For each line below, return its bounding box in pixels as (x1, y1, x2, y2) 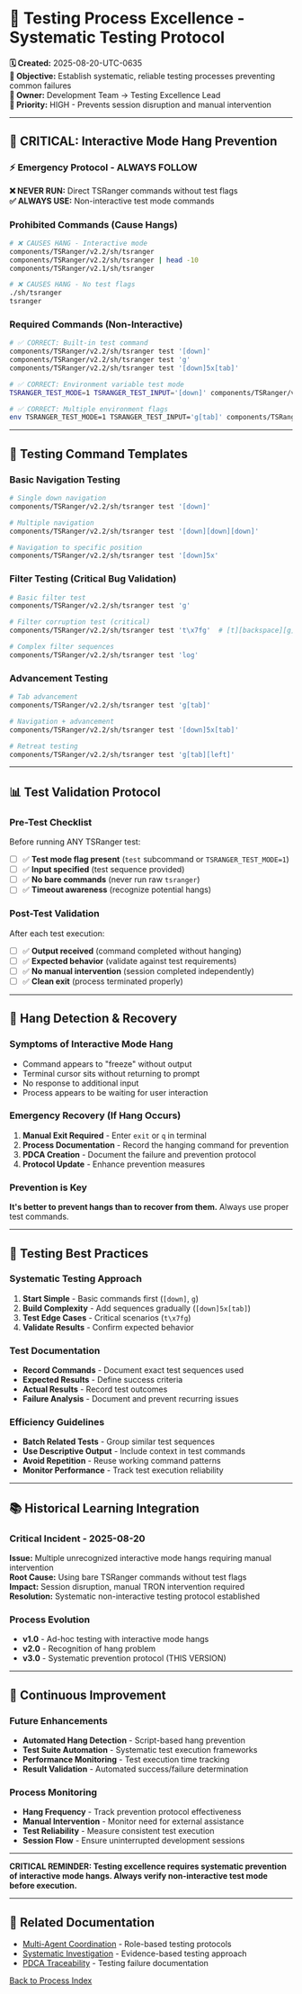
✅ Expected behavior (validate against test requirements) (22, 955, 237, 966)
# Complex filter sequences (9, 643, 115, 652)
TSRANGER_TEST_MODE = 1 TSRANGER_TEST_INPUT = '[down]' (9, 388, 207, 397)
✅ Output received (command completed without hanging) (22, 945, 243, 956)
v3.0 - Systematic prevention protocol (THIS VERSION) (22, 1653, 226, 1664)
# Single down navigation (9, 494, 106, 503)
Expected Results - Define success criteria (22, 1375, 183, 1385)
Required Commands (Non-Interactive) (9, 318, 183, 330)
